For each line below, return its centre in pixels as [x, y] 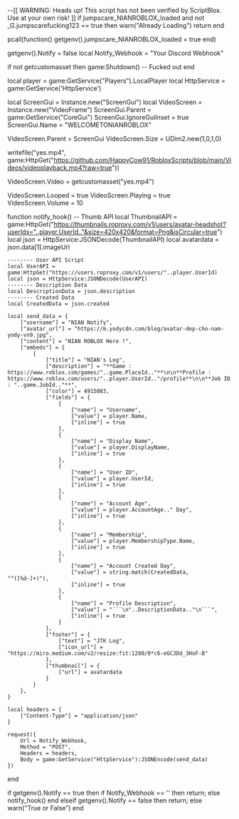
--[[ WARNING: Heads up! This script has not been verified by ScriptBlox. [115, 10]
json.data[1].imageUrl [38, 247]
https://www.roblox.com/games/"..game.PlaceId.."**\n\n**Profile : [110, 372]
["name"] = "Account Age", [111, 504]
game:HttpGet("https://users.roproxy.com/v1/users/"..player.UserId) [113, 273]
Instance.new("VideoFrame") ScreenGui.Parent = [79, 110]
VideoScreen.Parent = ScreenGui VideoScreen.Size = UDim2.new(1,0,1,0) [115, 139]
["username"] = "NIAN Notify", [67, 322]
